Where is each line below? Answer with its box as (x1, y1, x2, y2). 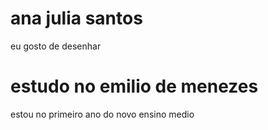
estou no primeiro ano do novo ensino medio (10, 108, 195, 120)
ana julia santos (10, 7, 143, 30)
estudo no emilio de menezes (10, 75, 259, 98)
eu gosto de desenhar (10, 40, 102, 52)
